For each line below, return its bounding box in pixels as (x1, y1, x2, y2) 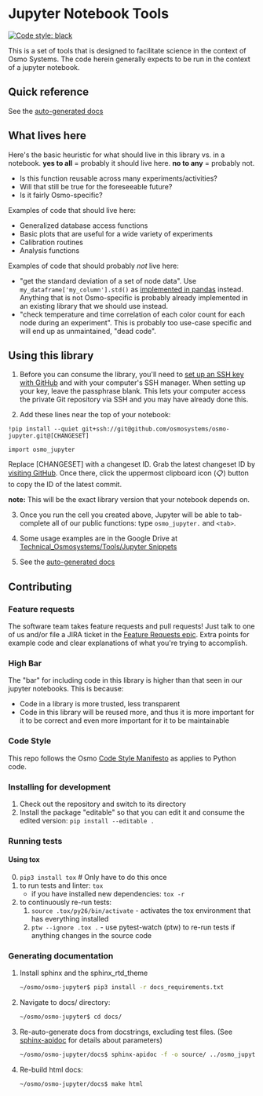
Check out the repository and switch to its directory (19, 799, 187, 808)
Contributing (8, 580, 72, 593)
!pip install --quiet (8, 425, 79, 433)
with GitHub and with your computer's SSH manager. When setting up (19, 378, 246, 387)
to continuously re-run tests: (19, 897, 112, 907)
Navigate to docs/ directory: (19, 998, 111, 1007)
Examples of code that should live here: (8, 205, 136, 214)
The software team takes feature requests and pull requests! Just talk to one (8, 621, 255, 631)
